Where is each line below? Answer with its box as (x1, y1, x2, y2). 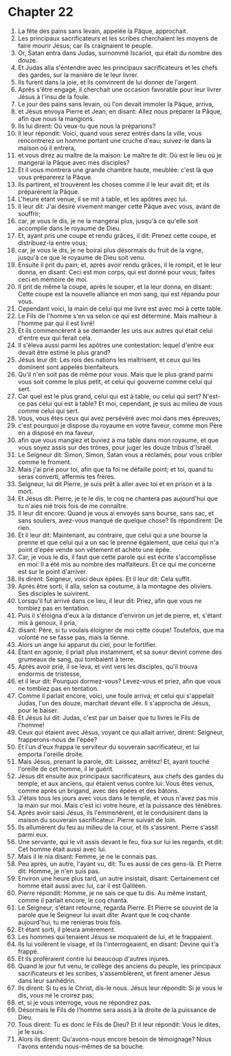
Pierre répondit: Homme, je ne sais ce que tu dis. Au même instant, (17, 888, 208, 897)
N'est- (202, 392, 221, 400)
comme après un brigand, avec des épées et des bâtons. (17, 786, 179, 795)
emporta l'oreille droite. (17, 750, 85, 758)
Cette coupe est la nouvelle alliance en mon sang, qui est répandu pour (17, 289, 220, 298)
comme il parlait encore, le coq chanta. (17, 896, 129, 904)
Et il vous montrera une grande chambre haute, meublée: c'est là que (17, 166, 214, 174)
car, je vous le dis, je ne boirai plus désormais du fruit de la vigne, (17, 245, 203, 254)
